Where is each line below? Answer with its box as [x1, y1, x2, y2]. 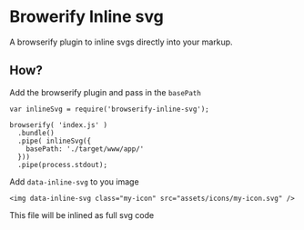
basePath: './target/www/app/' [25, 144, 145, 154]
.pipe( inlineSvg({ [17, 136, 92, 145]
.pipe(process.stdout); [17, 160, 107, 169]
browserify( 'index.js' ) [9, 120, 107, 129]
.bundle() [17, 128, 55, 137]
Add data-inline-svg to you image [9, 175, 139, 187]
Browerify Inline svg [9, 6, 164, 27]
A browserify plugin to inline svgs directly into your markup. [9, 36, 234, 47]
